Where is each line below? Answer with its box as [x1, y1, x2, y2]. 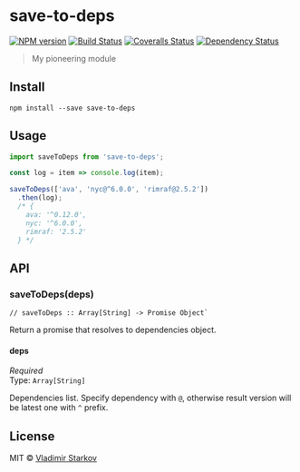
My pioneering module [31, 53, 116, 64]
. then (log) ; [17, 193, 63, 202]
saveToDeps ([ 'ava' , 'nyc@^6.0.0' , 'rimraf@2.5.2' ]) [9, 185, 208, 194]
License [9, 428, 55, 444]
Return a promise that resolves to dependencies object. [9, 324, 217, 336]
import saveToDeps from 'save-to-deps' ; [9, 152, 165, 162]
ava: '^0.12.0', [25, 210, 88, 219]
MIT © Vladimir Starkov [9, 453, 98, 464]
